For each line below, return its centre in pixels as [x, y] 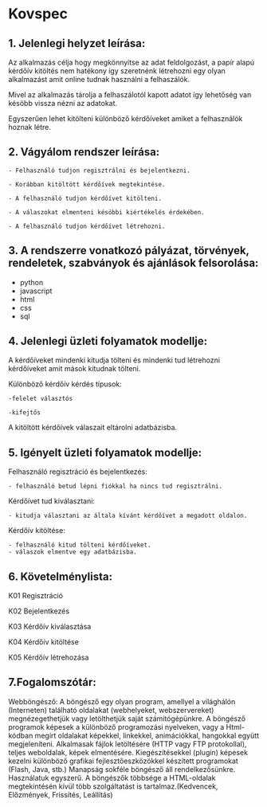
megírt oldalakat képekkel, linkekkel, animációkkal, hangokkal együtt [147, 735]
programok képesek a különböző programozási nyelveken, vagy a [116, 727]
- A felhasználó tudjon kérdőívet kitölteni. [85, 198]
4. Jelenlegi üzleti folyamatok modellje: [108, 341]
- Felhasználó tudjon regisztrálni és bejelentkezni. [100, 170]
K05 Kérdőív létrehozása [49, 657]
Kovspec [38, 14]
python [31, 282]
